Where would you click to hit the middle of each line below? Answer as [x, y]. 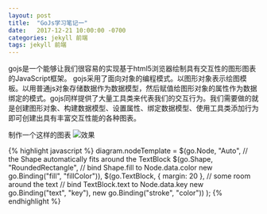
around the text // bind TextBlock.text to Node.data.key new [106, 185]
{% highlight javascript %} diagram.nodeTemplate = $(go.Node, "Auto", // [128, 151]
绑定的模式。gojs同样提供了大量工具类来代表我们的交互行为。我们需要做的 [130, 98]
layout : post [30, 15]
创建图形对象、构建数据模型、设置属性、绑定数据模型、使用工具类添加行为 [137, 109]
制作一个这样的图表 [40, 135]
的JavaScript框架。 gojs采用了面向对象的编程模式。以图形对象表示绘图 [124, 78]
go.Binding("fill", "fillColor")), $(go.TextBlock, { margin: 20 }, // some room [130, 176]
